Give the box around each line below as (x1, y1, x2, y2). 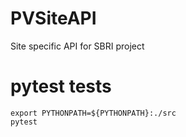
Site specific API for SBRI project (10, 40, 145, 52)
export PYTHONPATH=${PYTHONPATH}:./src (10, 108, 177, 118)
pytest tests (10, 75, 112, 98)
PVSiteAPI (10, 7, 97, 30)
